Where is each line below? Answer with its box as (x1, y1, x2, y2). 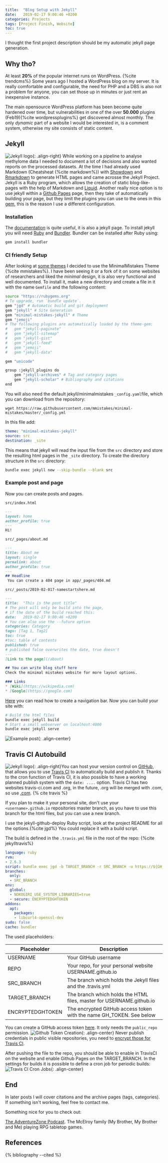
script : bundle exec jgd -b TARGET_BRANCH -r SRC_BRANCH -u (5, 864, 133, 869)
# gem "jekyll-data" (5, 350, 52, 355)
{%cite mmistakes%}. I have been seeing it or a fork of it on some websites (5, 268, 160, 274)
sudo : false (5, 920, 30, 925)
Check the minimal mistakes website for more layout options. (5, 670, 137, 675)
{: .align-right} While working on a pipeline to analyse (32, 153, 142, 159)
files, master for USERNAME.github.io (67, 997, 155, 1004)
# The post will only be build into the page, (5, 605, 104, 610)
